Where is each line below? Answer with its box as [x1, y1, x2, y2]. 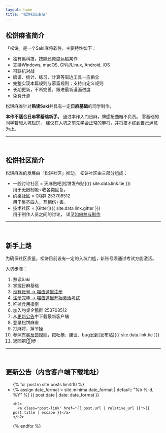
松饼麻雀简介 [5, 31, 45, 39]
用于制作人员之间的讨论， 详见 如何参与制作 [12, 212, 100, 217]
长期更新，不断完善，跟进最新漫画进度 [12, 87, 91, 93]
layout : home [5, 7, 33, 12]
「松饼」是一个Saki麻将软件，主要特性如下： [5, 45, 97, 51]
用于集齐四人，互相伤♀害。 [12, 199, 68, 205]
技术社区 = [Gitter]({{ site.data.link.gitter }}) [12, 205, 100, 211]
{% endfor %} [12, 423, 41, 429]
